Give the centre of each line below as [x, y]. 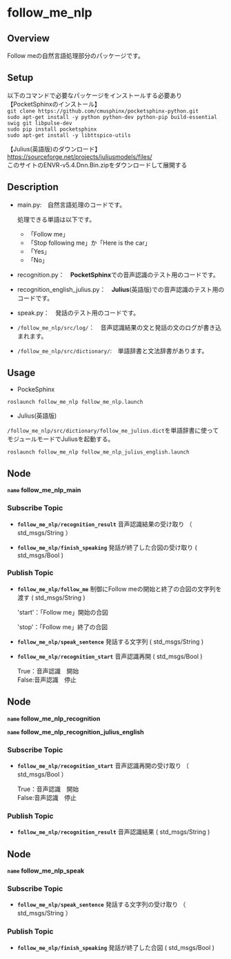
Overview [29, 38]
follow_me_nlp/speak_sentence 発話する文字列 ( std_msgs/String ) [110, 642]
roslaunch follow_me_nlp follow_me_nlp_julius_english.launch [98, 452]
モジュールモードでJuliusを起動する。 [61, 439]
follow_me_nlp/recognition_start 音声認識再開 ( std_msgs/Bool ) [110, 656]
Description [33, 187]
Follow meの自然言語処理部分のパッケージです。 [76, 56]
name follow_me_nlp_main [44, 490]
